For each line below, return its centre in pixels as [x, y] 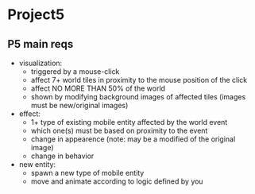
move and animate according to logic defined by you [117, 181]
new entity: [37, 164]
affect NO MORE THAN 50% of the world [98, 88]
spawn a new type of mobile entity [87, 173]
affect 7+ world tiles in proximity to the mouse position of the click [139, 80]
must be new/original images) [79, 105]
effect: [30, 114]
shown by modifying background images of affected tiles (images [138, 97]
